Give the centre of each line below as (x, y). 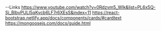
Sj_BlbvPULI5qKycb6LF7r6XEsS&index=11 (48, 12)
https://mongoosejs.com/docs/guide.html (48, 23)
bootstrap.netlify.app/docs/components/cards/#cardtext (63, 18)
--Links (13, 7)
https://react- (106, 12)
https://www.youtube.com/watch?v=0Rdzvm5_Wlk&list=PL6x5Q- (88, 7)
